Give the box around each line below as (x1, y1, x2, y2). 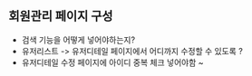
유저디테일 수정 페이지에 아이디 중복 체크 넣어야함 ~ (21, 57, 204, 68)
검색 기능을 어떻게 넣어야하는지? (21, 34, 136, 45)
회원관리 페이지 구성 (8, 8, 113, 24)
